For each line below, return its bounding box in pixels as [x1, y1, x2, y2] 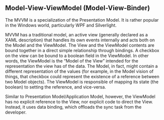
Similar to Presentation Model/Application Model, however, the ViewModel [5, 93, 156, 99]
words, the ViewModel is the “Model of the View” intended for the [5, 58, 139, 63]
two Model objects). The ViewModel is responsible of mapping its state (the [5, 79, 159, 85]
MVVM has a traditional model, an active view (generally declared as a [5, 31, 148, 37]
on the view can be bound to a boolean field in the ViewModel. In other [5, 53, 149, 59]
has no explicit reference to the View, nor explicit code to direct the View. [5, 98, 154, 105]
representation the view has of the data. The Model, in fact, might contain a [5, 63, 158, 69]
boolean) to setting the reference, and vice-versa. [5, 84, 106, 90]
